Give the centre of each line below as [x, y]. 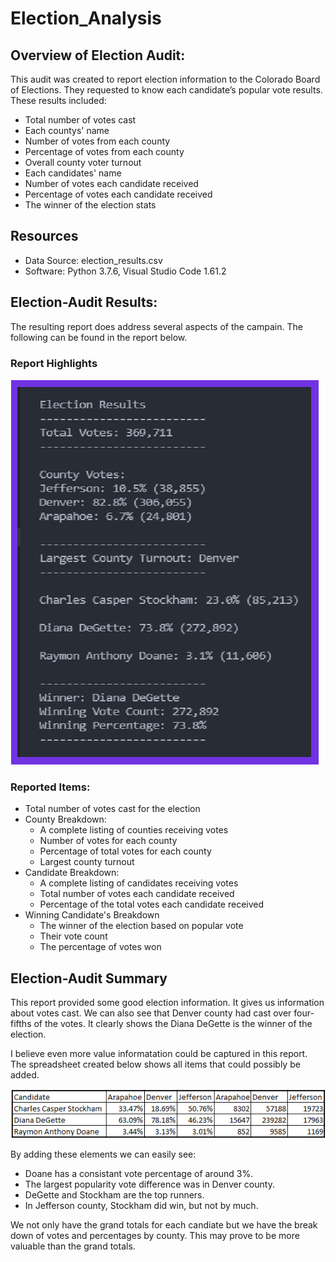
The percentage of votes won [100, 947]
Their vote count [73, 936]
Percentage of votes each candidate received [118, 194]
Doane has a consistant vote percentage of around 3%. [139, 1173]
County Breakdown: [65, 819]
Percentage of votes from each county [104, 151]
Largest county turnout [87, 862]
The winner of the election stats [90, 205]
